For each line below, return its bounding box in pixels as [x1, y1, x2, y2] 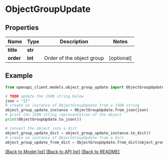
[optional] [108, 55, 132, 61]
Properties [5, 23, 39, 32]
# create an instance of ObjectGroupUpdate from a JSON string [5, 103, 140, 108]
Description [59, 38, 88, 45]
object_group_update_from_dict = [5, 140, 75, 145]
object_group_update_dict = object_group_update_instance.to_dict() [5, 131, 151, 136]
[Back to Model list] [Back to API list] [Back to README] [5, 149, 120, 155]
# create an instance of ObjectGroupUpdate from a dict [5, 135, 124, 140]
